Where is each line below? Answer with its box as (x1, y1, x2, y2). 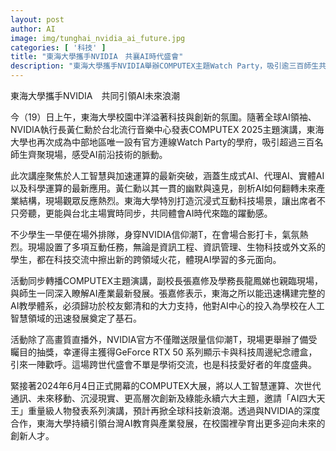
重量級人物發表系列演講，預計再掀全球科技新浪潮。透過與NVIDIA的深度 (27, 405, 321, 416)
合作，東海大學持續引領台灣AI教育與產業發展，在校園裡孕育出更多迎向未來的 (10, 417, 326, 429)
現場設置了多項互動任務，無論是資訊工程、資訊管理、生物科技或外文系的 (27, 241, 326, 253)
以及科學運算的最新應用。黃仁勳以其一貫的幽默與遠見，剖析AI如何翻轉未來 (10, 182, 317, 194)
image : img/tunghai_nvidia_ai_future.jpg (10, 33, 186, 43)
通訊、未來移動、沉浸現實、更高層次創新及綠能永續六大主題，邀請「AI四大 (10, 392, 317, 404)
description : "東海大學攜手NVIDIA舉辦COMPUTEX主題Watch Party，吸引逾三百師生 (10, 61, 320, 71)
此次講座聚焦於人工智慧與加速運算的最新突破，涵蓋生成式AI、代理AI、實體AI (10, 170, 325, 181)
